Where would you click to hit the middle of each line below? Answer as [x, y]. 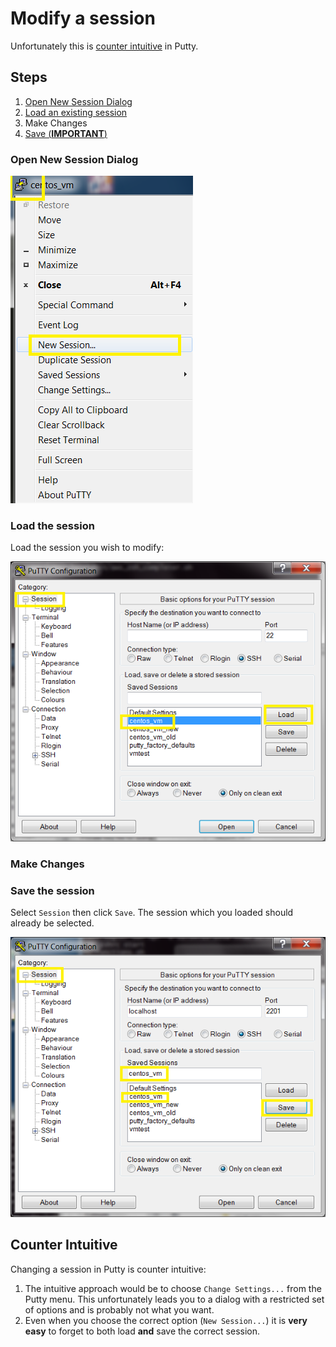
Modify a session [83, 18]
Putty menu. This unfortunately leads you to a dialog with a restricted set [174, 1299]
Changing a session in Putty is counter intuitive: [108, 1269]
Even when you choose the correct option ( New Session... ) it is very [166, 1320]
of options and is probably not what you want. [119, 1309]
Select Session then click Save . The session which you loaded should [152, 913]
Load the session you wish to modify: [87, 548]
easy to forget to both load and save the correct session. [142, 1331]
